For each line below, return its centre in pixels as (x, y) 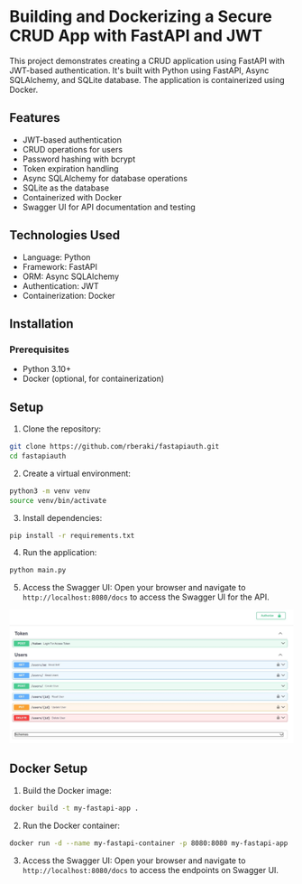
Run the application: (59, 553)
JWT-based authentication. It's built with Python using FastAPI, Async (139, 70)
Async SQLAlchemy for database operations (105, 178)
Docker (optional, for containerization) (93, 379)
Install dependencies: (62, 517)
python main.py (38, 571)
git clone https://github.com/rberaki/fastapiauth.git (114, 447)
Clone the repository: (62, 429)
